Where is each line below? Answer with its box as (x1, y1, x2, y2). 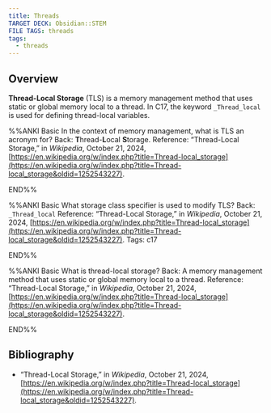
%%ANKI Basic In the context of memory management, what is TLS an (8, 126, 244, 136)
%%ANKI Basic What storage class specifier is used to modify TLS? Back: (8, 200, 256, 210)
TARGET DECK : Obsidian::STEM (8, 19, 107, 27)
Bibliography (8, 348, 74, 362)
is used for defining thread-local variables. (8, 110, 150, 120)
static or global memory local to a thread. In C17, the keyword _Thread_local (8, 102, 261, 112)
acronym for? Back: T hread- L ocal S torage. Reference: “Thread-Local (8, 134, 239, 144)
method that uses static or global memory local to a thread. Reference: (8, 274, 244, 284)
